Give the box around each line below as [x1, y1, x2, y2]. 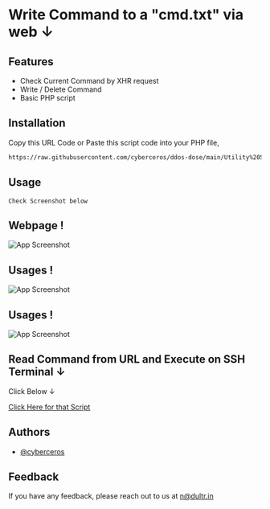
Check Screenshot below [8, 197, 88, 205]
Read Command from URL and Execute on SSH [8, 352, 246, 367]
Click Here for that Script [8, 402, 91, 412]
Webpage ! [8, 219, 64, 232]
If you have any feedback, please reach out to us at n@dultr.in [8, 491, 215, 501]
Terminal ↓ [8, 365, 66, 379]
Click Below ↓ [8, 386, 55, 396]
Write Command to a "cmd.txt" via [8, 6, 243, 24]
